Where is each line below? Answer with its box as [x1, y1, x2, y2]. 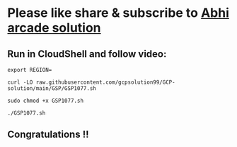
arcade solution [7, 20, 101, 36]
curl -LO [7, 79, 33, 86]
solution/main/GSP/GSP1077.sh [7, 85, 97, 92]
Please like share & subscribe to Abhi [7, 5, 230, 21]
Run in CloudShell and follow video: [7, 48, 167, 60]
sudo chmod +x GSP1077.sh [7, 97, 83, 104]
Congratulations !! [7, 129, 90, 141]
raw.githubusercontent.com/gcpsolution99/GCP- [35, 79, 175, 86]
